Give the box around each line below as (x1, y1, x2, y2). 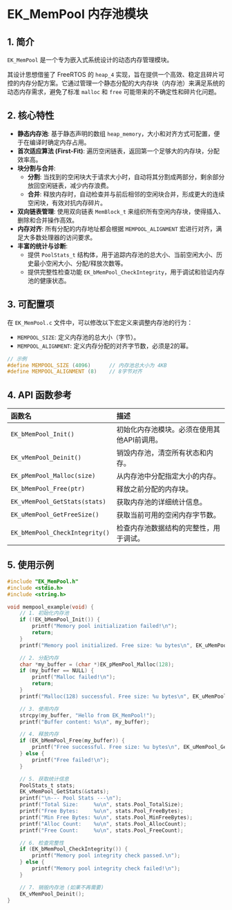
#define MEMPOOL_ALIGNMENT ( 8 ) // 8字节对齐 (7, 368, 143, 375)
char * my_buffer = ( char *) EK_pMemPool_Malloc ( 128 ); (19, 661, 175, 668)
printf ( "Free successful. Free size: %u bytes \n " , (32, 744, 181, 751)
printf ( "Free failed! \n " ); (32, 756, 110, 763)
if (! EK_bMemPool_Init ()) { (19, 616, 100, 623)
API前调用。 (123, 435, 162, 445)
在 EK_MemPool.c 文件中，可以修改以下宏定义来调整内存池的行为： (7, 318, 193, 326)
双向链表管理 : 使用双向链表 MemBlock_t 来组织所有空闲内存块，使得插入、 (17, 207, 225, 215)
